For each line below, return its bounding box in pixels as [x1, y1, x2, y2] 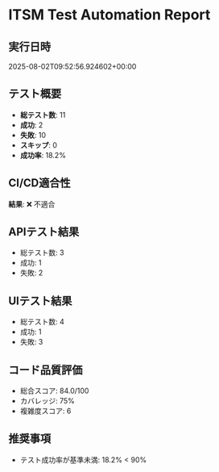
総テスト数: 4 [19, 317, 64, 327]
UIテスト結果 [8, 294, 72, 307]
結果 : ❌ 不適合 [8, 199, 56, 209]
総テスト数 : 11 [19, 110, 66, 119]
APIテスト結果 [8, 225, 80, 239]
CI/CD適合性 [8, 176, 71, 190]
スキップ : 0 [19, 140, 58, 150]
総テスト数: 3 [19, 248, 64, 257]
